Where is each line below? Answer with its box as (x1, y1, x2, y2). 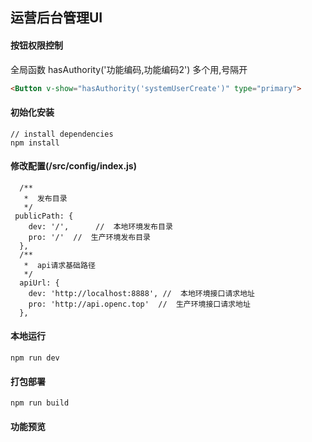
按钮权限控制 (10, 39, 63, 51)
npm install (10, 138, 60, 148)
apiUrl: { (19, 278, 60, 288)
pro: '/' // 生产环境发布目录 (28, 232, 151, 242)
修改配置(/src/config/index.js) (10, 160, 137, 172)
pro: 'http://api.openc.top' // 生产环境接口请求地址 (28, 299, 251, 309)
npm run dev (10, 353, 60, 363)
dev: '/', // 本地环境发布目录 (28, 221, 173, 232)
